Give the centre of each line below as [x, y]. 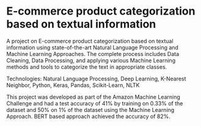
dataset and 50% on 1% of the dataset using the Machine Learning [90, 110]
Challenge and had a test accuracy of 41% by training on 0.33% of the [95, 103]
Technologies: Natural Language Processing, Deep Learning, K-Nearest [96, 79]
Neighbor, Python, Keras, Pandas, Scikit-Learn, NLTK [73, 85]
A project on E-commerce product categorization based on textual [90, 41]
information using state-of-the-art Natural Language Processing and [93, 47]
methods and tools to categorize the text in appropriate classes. [87, 67]
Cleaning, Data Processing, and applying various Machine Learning [91, 60]
